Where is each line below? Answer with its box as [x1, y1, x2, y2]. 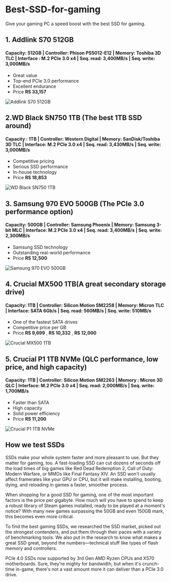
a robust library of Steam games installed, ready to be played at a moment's [5, 502, 165, 509]
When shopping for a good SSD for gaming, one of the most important [5, 492, 154, 498]
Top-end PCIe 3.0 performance [12, 78, 79, 84]
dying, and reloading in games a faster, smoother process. [5, 481, 129, 487]
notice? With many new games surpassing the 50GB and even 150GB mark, [5, 508, 165, 514]
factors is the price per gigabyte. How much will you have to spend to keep [5, 497, 164, 503]
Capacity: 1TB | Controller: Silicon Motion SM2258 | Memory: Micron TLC [5, 302, 164, 308]
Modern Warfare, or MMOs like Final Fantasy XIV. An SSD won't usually [5, 471, 156, 477]
